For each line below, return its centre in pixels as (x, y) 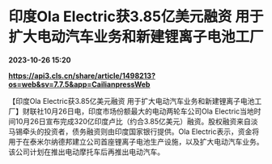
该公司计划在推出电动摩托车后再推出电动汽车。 (86, 152)
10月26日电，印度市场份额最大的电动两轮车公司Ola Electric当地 (149, 111)
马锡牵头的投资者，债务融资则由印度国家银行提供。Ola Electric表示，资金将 (134, 132)
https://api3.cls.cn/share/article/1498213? (82, 76)
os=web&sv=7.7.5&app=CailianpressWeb (79, 84)
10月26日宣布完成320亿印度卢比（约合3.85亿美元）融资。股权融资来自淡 (136, 121)
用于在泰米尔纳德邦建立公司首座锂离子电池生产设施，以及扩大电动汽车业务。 (136, 141)
